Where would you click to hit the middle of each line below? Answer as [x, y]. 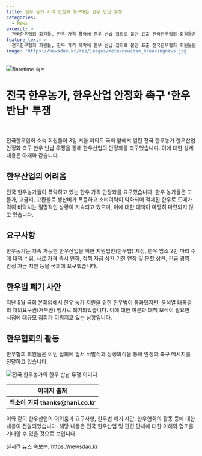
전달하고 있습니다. [27, 361]
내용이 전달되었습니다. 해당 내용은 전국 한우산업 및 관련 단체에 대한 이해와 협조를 [100, 426]
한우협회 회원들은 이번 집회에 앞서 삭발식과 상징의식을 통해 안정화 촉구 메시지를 [99, 354]
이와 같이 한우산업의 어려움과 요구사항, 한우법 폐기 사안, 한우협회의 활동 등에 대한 [101, 418]
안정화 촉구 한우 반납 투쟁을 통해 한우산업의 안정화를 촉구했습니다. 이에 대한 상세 [100, 148]
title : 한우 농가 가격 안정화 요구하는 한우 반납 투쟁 [64, 12]
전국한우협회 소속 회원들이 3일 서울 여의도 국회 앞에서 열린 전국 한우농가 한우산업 [101, 140]
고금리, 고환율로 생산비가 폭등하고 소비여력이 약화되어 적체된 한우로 [97, 199]
